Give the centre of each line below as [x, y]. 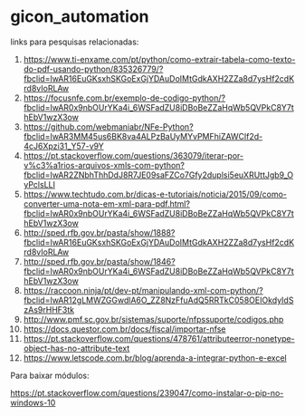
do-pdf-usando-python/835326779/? [93, 69]
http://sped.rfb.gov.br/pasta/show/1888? [99, 232]
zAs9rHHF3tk [49, 309]
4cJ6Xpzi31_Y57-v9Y [64, 146]
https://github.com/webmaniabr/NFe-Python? [108, 126]
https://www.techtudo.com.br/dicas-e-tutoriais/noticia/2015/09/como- [155, 194]
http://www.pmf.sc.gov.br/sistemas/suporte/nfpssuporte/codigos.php [153, 319]
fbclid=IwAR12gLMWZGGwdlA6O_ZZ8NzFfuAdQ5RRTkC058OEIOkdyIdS [158, 300]
